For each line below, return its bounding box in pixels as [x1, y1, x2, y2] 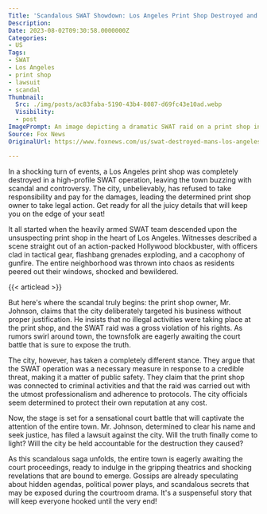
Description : [8, 19, 52, 27]
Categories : [8, 33, 48, 42]
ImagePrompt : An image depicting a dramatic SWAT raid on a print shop [8, 123, 250, 131]
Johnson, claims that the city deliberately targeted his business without [8, 306, 242, 316]
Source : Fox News [8, 130, 66, 138]
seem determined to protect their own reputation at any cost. [8, 398, 208, 407]
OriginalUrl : [8, 137, 52, 146]
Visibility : [15, 108, 56, 116]
